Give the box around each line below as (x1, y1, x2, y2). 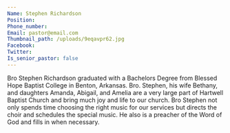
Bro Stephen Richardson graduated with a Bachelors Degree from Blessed (7, 74, 218, 82)
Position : (7, 17, 36, 23)
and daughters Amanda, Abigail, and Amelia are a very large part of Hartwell (7, 88, 224, 96)
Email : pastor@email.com (7, 29, 79, 37)
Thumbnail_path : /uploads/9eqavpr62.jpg (7, 36, 125, 43)
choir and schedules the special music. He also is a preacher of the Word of (7, 110, 222, 119)
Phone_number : (7, 23, 48, 30)
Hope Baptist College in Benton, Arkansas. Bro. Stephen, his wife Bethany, (7, 81, 218, 90)
